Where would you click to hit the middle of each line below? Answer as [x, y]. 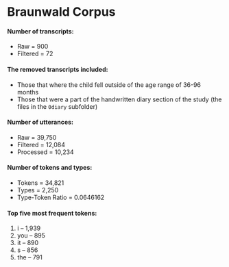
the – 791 [29, 257]
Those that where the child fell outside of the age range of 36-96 [109, 85]
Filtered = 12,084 [41, 144]
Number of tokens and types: [50, 168]
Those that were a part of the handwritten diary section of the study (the [119, 99]
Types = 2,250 [38, 190]
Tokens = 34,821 [40, 183]
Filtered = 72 [35, 54]
